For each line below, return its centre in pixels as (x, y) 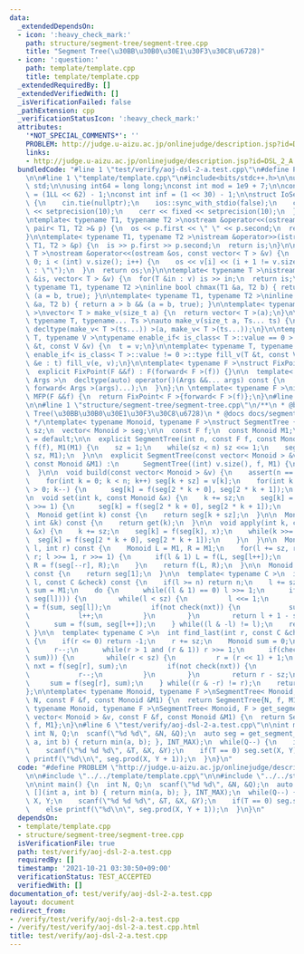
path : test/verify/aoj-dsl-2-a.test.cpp (95, 852)
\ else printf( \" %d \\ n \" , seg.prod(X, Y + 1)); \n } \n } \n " (145, 810)
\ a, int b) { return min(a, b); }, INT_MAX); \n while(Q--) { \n (152, 742)
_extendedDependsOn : (56, 26)
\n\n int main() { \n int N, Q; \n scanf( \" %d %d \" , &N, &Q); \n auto (160, 785)
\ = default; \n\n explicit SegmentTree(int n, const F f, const (152, 439)
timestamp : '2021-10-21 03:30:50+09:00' (95, 869)
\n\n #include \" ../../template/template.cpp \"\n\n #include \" (145, 776)
